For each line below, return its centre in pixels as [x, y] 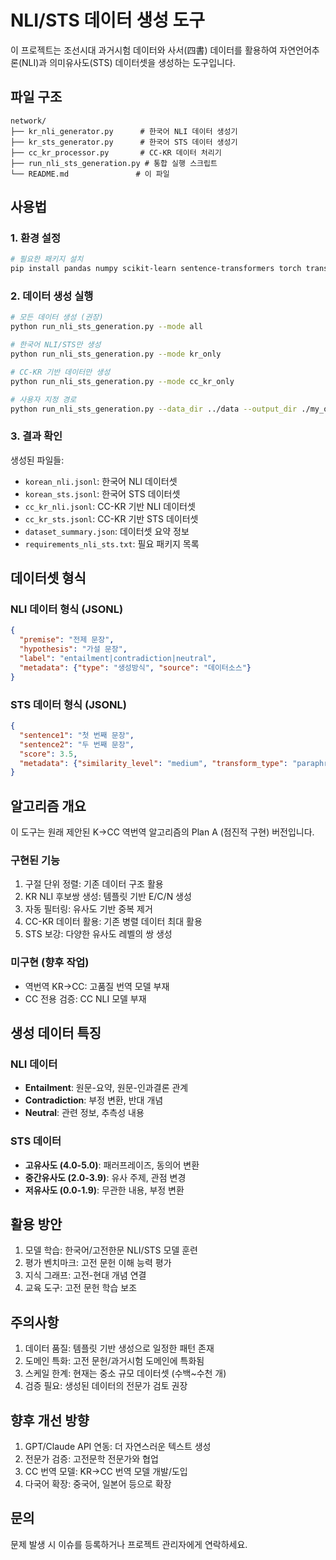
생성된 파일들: [37, 460]
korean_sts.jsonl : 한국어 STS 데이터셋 [102, 493]
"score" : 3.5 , [48, 754]
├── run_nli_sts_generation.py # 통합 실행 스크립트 [114, 163]
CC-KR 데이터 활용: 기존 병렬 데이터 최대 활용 [113, 922]
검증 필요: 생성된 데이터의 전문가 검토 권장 [106, 1386]
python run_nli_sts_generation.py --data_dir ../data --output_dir [154, 409]
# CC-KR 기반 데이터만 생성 [60, 372]
